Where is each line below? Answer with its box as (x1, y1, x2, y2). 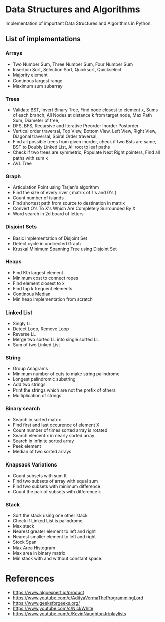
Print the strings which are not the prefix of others (12, 387, 116, 393)
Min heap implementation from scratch (12, 296, 93, 302)
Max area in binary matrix (12, 550, 66, 556)
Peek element (12, 443, 41, 449)
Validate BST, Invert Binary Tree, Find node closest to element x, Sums (12, 107, 158, 113)
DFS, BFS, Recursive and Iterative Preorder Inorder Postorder (12, 122, 139, 129)
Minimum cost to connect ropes (12, 275, 79, 281)
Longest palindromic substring (12, 376, 76, 382)
